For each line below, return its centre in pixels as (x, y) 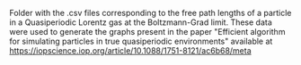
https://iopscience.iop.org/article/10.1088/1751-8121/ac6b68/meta (130, 51)
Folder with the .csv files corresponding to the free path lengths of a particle (150, 13)
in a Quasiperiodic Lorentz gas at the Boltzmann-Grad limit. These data (141, 22)
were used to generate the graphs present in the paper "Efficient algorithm (147, 32)
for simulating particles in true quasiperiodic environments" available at (141, 41)
